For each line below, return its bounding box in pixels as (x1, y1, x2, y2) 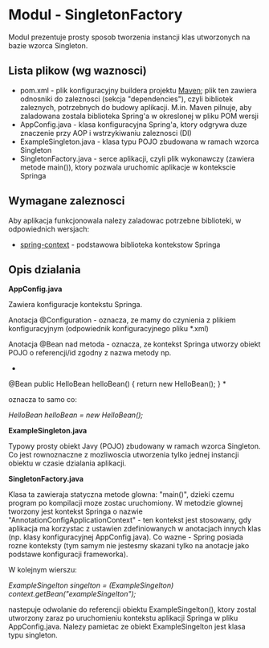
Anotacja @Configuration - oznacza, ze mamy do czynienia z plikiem (8, 315, 237, 325)
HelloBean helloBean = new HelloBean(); (8, 410, 144, 420)
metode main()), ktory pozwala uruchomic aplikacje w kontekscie (19, 162, 236, 172)
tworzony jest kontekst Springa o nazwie (8, 507, 143, 516)
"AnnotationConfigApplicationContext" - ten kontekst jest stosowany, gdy (8, 515, 251, 525)
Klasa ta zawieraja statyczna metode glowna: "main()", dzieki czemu (8, 490, 234, 499)
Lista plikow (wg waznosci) (8, 64, 147, 78)
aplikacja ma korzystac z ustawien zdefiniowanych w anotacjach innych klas (8, 524, 262, 534)
